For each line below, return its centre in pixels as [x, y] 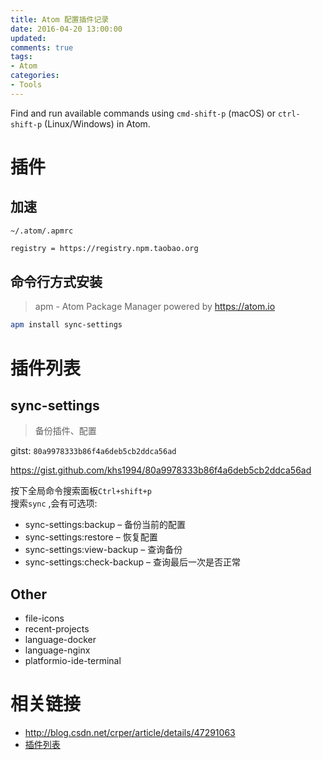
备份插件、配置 [65, 431]
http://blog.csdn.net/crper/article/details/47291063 [130, 733]
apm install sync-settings [66, 325]
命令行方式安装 [56, 282]
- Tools [26, 85]
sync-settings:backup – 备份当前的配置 [105, 525]
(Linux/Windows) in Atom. [97, 123]
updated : [28, 38]
